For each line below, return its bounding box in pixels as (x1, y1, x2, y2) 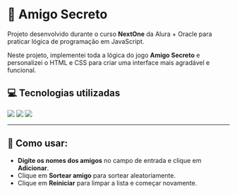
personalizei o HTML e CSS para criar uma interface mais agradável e (7, 58, 210, 66)
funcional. (7, 66, 37, 74)
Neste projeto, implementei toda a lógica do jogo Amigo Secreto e (7, 51, 200, 59)
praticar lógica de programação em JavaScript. (7, 37, 145, 45)
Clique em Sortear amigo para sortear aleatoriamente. (17, 171, 176, 179)
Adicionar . (17, 164, 49, 172)
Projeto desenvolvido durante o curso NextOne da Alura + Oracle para (7, 30, 213, 38)
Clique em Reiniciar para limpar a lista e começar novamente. (17, 178, 197, 187)
